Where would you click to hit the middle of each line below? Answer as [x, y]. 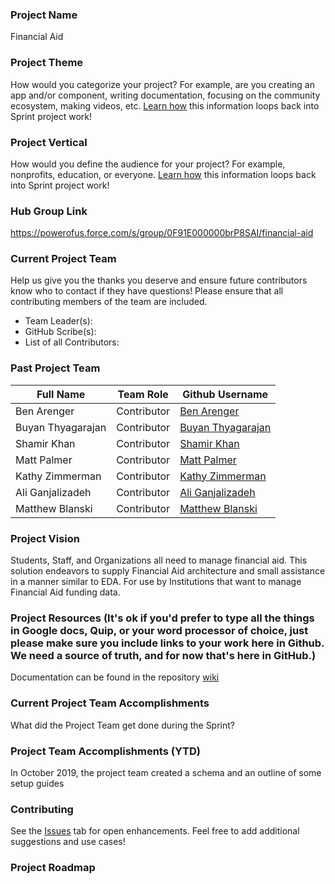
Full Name [61, 394]
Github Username [225, 394]
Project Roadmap [53, 868]
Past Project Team [55, 368]
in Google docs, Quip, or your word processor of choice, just [159, 630]
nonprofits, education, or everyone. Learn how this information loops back [163, 174]
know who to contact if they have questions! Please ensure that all [147, 291]
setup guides [37, 783]
